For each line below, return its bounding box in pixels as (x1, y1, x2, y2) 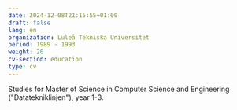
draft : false (8, 19, 51, 27)
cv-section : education (8, 56, 83, 64)
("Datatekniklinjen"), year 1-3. (8, 92, 104, 102)
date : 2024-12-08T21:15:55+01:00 (8, 11, 118, 20)
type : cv (8, 63, 37, 71)
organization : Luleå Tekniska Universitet (8, 33, 150, 42)
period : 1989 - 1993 (8, 41, 76, 49)
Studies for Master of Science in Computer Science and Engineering (8, 84, 230, 93)
